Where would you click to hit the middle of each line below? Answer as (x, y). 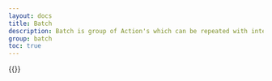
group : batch (30, 38)
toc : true (25, 46)
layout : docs (30, 16)
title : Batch (30, 23)
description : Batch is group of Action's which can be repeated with (128, 31)
